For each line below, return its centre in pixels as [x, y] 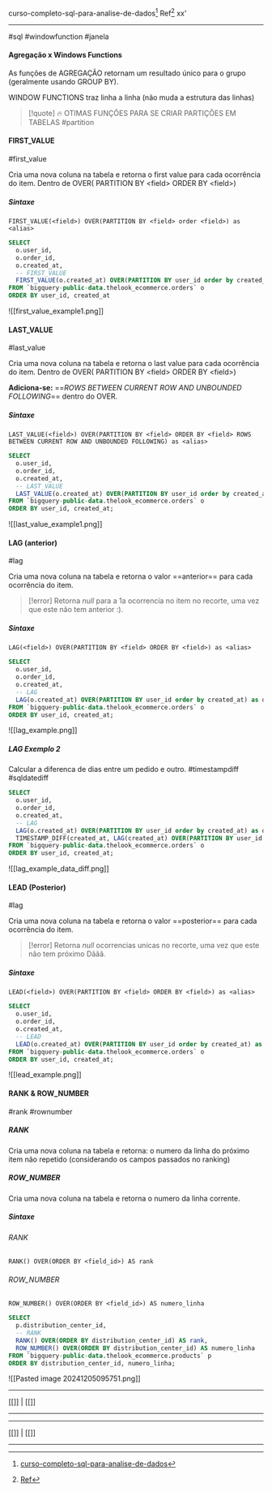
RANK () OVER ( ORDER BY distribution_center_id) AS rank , [112, 1340]
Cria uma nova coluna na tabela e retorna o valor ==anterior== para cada [131, 576]
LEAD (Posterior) [37, 887]
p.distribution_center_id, [61, 1326]
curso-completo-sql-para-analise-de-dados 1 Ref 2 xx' [98, 13]
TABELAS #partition [61, 122]
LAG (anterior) [33, 542]
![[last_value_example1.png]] [55, 524]
